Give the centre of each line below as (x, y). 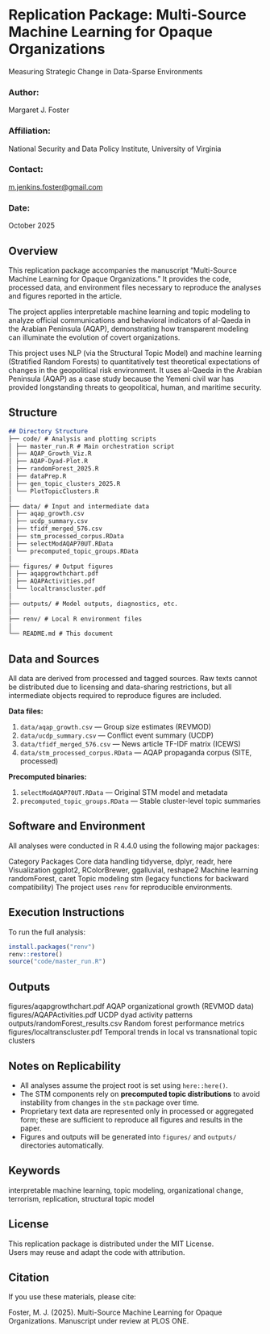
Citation (29, 1277)
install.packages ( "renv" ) (52, 947)
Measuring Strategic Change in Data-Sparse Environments (106, 71)
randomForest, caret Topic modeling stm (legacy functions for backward (129, 878)
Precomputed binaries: (48, 777)
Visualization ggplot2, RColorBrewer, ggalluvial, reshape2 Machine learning (133, 870)
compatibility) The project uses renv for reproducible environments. (120, 887)
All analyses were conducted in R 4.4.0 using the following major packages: (134, 846)
